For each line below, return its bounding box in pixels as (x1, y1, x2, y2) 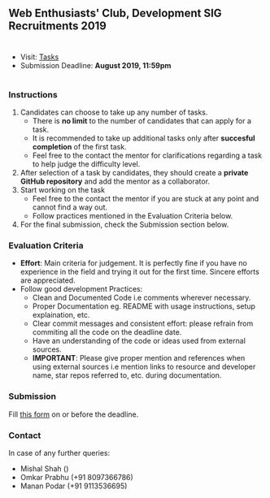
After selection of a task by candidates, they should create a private (20, 168, 249, 178)
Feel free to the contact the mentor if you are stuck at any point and (32, 194, 259, 204)
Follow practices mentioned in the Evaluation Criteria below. (32, 211, 233, 221)
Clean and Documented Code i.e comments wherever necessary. (32, 292, 251, 303)
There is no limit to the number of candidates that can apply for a (32, 116, 252, 126)
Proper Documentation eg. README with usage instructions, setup (32, 301, 256, 311)
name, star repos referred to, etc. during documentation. (32, 370, 222, 380)
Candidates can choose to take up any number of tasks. (20, 107, 208, 117)
